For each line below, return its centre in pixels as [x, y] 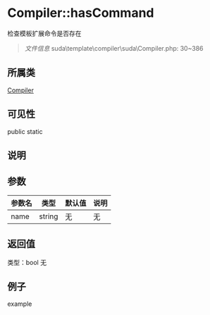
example [20, 304]
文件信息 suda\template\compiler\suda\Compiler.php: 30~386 [114, 48]
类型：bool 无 [27, 262]
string [49, 216]
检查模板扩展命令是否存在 [44, 33]
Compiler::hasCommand [81, 13]
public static [25, 131]
